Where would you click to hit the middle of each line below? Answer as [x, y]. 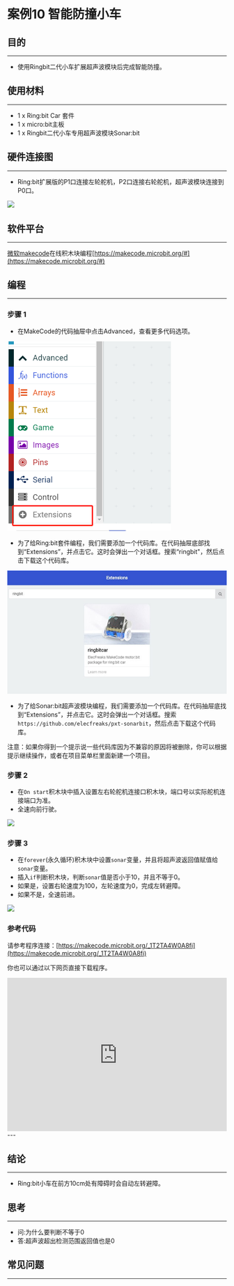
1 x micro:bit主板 [41, 124]
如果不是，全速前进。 [48, 895]
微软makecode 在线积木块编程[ [51, 253]
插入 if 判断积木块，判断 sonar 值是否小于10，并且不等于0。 [101, 877]
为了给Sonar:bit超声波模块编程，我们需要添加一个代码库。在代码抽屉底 [119, 705]
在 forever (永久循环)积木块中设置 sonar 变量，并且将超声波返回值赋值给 [117, 860]
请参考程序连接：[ [33, 945]
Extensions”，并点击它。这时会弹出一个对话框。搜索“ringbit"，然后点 [125, 551]
